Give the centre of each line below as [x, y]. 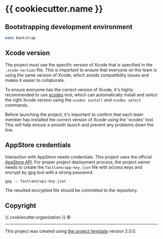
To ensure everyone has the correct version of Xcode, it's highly [69, 89]
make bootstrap [20, 38]
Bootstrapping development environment [69, 27]
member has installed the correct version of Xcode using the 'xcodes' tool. [80, 119]
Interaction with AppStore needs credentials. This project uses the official [78, 157]
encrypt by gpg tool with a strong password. [49, 172]
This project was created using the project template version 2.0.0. [71, 231]
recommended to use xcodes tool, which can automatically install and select [81, 95]
